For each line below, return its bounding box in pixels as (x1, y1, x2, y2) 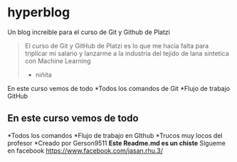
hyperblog (7, 4, 70, 21)
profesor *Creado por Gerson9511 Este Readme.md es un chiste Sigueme (7, 139, 226, 147)
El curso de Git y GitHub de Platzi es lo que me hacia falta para (24, 41, 209, 50)
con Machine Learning (24, 56, 91, 65)
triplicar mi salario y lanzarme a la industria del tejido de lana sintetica (24, 49, 229, 58)
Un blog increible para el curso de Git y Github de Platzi (7, 28, 171, 36)
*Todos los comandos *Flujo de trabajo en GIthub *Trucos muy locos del (7, 131, 223, 139)
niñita (35, 70, 52, 79)
